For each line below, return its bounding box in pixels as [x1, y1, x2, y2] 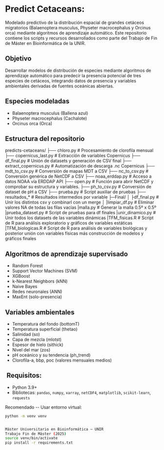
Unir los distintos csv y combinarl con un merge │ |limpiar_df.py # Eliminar [5, 199, 154, 205]
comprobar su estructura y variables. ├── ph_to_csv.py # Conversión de [5, 184, 151, 190]
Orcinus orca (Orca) [12, 121, 53, 126]
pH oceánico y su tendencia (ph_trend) [12, 352, 91, 358]
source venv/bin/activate [5, 436, 58, 441]
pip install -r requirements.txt [5, 440, 73, 445]
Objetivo [5, 55, 32, 63]
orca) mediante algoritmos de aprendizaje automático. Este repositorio [5, 30, 147, 36]
